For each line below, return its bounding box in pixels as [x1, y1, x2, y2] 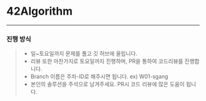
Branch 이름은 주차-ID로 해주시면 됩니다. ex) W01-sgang [30, 73, 169, 80]
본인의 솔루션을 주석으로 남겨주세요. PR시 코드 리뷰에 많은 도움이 [30, 81, 185, 88]
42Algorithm [6, 4, 73, 18]
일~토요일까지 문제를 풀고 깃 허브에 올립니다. [30, 50, 138, 58]
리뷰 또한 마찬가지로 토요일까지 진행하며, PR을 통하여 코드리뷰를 [30, 58, 183, 65]
